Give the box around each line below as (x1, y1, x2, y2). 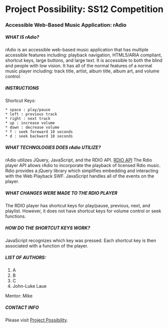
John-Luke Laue (12, 283, 47, 289)
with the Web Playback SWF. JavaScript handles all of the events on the (5, 173, 154, 179)
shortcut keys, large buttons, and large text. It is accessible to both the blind (5, 57, 162, 63)
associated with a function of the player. (5, 242, 89, 249)
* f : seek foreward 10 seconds (5, 129, 73, 134)
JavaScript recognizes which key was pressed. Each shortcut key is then (5, 237, 156, 243)
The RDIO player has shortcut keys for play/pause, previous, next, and (5, 202, 150, 208)
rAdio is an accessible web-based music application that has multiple (5, 47, 149, 53)
